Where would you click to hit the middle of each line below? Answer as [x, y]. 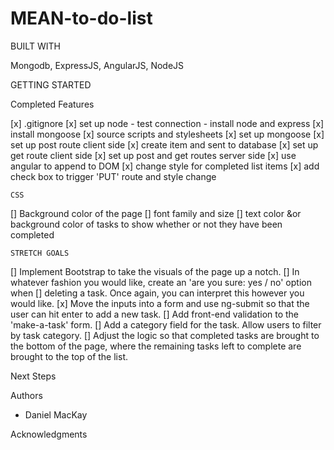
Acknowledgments [49, 434]
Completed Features [52, 104]
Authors [26, 395]
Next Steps [33, 376]
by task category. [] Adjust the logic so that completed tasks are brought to [165, 335]
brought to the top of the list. [69, 356]
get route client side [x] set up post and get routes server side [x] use [153, 155]
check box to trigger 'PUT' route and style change [113, 176]
